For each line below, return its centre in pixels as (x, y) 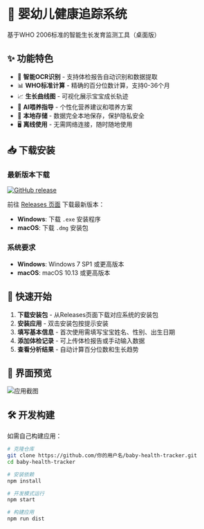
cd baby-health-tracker (41, 462)
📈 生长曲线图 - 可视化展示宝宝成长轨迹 (73, 96)
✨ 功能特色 (30, 59)
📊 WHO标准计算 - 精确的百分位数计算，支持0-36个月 (94, 85)
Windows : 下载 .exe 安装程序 (59, 219)
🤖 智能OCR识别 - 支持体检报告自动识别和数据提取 (87, 76)
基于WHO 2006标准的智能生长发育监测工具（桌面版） (84, 35)
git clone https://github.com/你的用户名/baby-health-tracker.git (102, 456)
